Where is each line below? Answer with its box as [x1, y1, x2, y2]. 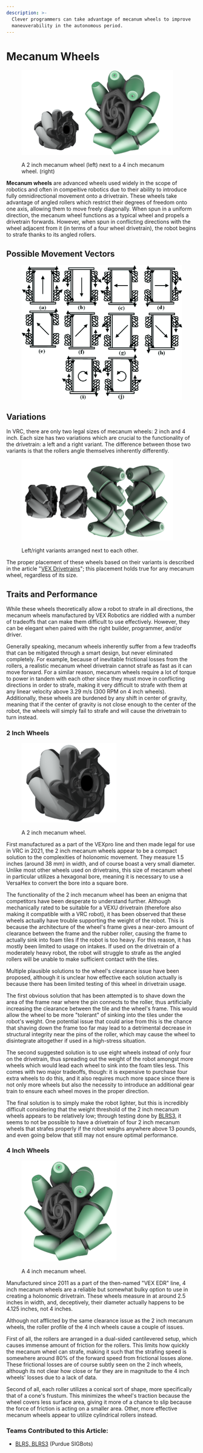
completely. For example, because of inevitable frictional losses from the [6, 656, 188, 663]
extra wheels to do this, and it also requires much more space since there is [6, 1074, 195, 1082]
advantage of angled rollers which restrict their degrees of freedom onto [6, 199, 188, 206]
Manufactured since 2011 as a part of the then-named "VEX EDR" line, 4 [6, 1279, 186, 1286]
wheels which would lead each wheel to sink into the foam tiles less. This [6, 1062, 189, 1069]
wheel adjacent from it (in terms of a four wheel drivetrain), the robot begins [6, 224, 196, 232]
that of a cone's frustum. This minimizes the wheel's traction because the [6, 1392, 190, 1399]
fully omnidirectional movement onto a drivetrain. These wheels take [6, 192, 178, 200]
